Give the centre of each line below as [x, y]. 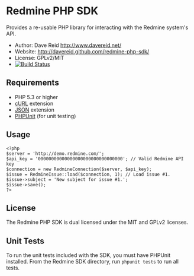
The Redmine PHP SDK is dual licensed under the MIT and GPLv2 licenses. [97, 222]
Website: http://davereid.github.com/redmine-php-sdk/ [82, 51]
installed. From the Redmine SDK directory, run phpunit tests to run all [93, 262]
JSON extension [35, 110]
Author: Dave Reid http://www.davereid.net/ [68, 45]
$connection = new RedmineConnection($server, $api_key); [79, 169]
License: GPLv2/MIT [39, 58]
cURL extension [34, 103]
